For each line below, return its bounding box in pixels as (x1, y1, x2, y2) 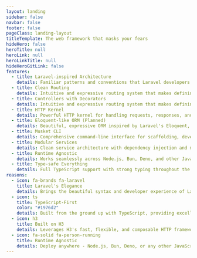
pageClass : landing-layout (6, 30, 72, 36)
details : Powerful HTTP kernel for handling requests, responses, (16, 112, 182, 118)
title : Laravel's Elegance (16, 183, 83, 189)
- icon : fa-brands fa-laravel (11, 178, 85, 184)
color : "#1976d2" (16, 205, 59, 211)
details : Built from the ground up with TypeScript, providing (16, 211, 175, 216)
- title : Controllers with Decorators (11, 96, 107, 101)
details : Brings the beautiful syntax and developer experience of (16, 188, 185, 194)
